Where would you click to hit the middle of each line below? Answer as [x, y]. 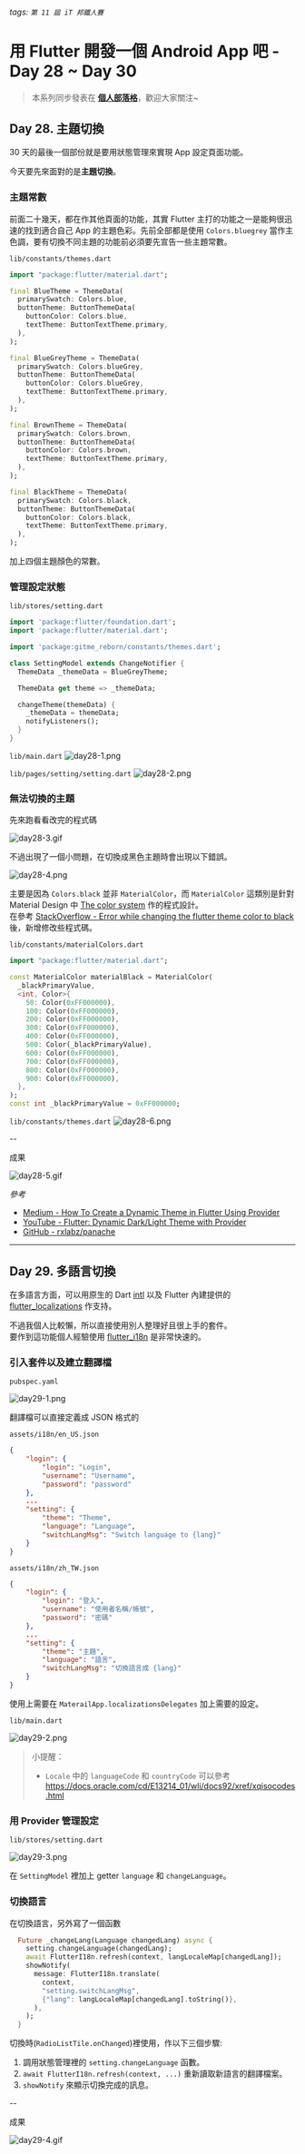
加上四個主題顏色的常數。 [57, 561]
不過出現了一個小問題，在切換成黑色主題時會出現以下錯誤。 [121, 857]
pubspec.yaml [34, 1382]
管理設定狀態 [38, 586]
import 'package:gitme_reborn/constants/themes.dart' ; [115, 647]
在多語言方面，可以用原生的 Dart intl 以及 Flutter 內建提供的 [120, 1294]
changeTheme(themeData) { [67, 704]
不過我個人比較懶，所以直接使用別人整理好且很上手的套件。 [121, 1325]
